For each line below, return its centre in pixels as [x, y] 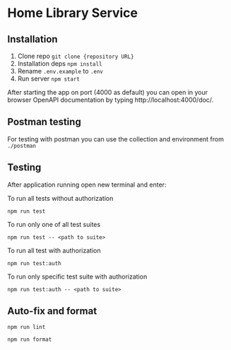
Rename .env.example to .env [60, 71]
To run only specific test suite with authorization [77, 276]
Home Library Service [73, 13]
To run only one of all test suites [54, 224]
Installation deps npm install [60, 64]
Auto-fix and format [52, 311]
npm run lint [26, 327]
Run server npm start [48, 78]
